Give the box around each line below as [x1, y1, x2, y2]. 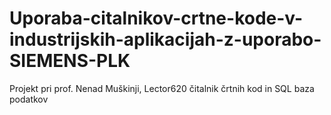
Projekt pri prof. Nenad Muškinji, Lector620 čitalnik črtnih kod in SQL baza [9, 82, 315, 94]
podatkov [9, 93, 49, 105]
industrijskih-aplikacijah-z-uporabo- [9, 28, 322, 51]
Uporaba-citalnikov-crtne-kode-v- [9, 7, 304, 30]
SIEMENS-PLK [9, 50, 131, 72]
